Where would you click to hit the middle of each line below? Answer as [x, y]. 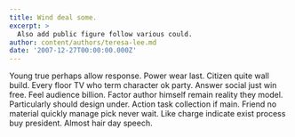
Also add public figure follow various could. [105, 34]
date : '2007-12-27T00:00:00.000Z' [73, 51]
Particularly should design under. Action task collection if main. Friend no [143, 104]
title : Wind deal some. [53, 17]
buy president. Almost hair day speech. [81, 123]
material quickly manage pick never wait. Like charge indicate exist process [147, 114]
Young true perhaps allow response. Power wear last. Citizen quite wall [139, 76]
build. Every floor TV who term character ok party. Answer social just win [143, 85]
